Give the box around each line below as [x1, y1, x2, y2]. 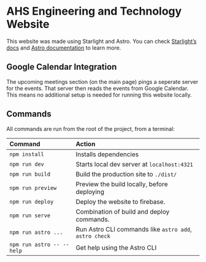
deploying [75, 187, 105, 196]
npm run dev [9, 160, 45, 168]
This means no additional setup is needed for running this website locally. [6, 91, 192, 99]
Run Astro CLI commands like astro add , [75, 225, 192, 233]
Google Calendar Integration [6, 62, 117, 72]
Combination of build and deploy [75, 207, 170, 215]
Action [75, 140, 96, 148]
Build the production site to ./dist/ [75, 170, 177, 178]
